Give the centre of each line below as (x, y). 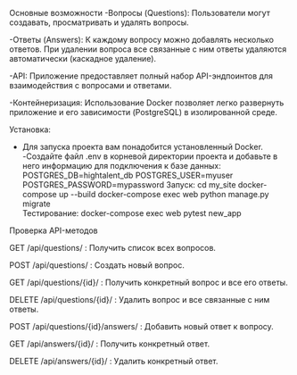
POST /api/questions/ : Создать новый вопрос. (97, 265)
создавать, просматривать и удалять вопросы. (99, 22)
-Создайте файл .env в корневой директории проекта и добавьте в (150, 156)
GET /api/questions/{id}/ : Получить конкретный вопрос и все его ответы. (148, 282)
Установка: (30, 129)
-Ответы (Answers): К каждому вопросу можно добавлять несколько (142, 40)
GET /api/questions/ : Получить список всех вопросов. (113, 248)
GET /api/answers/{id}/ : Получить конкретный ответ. (110, 344)
